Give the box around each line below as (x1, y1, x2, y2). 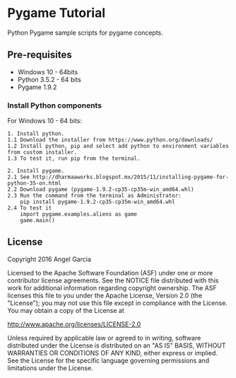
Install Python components (7, 101, 102, 110)
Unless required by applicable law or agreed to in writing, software (7, 333, 201, 342)
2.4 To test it (7, 205, 52, 212)
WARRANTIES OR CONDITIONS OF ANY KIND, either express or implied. (7, 348, 218, 357)
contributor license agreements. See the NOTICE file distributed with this (7, 276, 219, 285)
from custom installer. (7, 149, 78, 156)
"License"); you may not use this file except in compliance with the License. (7, 299, 228, 307)
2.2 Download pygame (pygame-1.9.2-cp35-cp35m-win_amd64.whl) (7, 186, 194, 193)
